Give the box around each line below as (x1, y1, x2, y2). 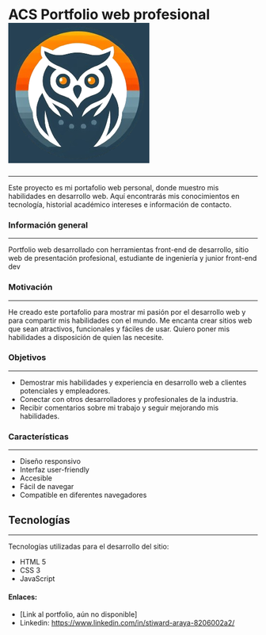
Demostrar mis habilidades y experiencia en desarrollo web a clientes (19, 377, 247, 387)
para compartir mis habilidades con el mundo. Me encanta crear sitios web (8, 316, 253, 325)
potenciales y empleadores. (19, 386, 111, 396)
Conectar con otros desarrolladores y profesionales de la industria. (19, 394, 238, 404)
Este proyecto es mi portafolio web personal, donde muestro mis (8, 182, 219, 192)
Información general (8, 220, 89, 231)
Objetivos (8, 352, 47, 363)
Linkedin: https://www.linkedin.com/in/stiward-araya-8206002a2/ (19, 618, 235, 628)
